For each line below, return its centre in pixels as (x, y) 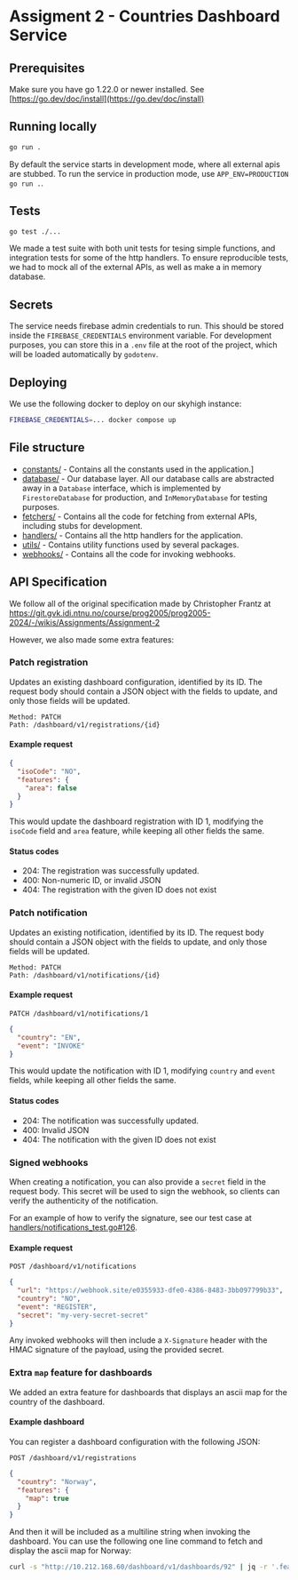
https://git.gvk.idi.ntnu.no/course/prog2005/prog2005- (110, 613)
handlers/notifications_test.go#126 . (73, 1227)
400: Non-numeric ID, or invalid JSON (91, 881)
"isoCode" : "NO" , (49, 771)
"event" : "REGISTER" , (57, 1307)
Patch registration (49, 662)
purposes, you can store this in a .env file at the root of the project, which (143, 345)
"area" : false (51, 788)
